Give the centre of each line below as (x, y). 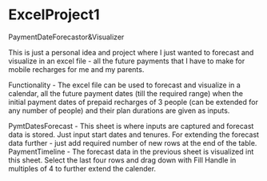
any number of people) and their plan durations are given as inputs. (119, 111)
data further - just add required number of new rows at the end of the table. (133, 143)
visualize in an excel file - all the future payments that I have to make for (127, 61)
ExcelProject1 (54, 15)
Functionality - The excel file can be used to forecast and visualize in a (125, 85)
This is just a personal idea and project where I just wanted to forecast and (131, 52)
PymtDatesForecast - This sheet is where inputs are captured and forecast (131, 126)
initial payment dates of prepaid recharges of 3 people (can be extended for (133, 102)
